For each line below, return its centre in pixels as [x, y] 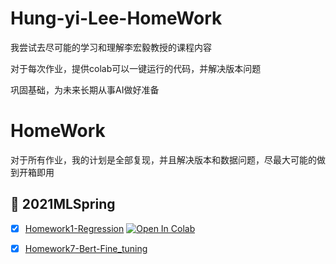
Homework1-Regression [74, 228]
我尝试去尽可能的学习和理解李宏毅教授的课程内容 [111, 47]
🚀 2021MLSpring [63, 204]
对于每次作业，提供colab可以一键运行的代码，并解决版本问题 [136, 68]
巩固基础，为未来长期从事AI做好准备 [85, 89]
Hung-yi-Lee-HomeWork [116, 18]
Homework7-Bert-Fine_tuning [86, 248]
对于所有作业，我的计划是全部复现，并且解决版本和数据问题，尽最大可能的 [163, 159]
